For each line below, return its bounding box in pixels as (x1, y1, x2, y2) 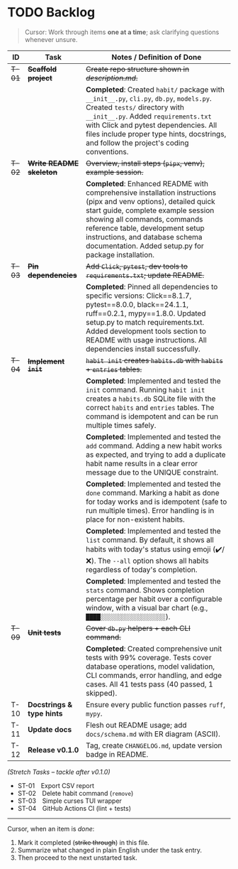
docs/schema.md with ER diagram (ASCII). (86, 729, 221, 739)
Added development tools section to (86, 326, 207, 336)
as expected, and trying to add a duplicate (86, 449, 226, 459)
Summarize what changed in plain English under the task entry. (17, 846, 203, 854)
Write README (27, 158, 79, 168)
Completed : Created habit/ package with (86, 85, 225, 95)
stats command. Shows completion (86, 585, 205, 595)
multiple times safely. (86, 420, 157, 430)
